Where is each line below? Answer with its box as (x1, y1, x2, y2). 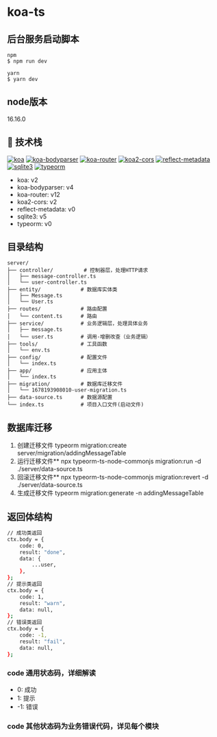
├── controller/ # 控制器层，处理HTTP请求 (7, 267, 149, 274)
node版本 (7, 96, 48, 108)
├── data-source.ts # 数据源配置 (7, 394, 113, 401)
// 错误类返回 (7, 619, 42, 626)
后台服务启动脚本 (7, 33, 79, 45)
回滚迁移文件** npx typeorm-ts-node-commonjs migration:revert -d (16, 473, 209, 481)
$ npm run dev (7, 58, 48, 65)
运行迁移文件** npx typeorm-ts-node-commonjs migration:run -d (16, 457, 202, 466)
